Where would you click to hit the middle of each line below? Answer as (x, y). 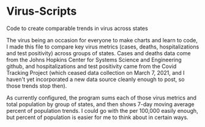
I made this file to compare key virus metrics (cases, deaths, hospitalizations (103, 47)
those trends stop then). (37, 86)
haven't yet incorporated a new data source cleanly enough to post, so (95, 79)
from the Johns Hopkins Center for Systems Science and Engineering (94, 60)
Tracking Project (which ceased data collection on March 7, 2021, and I (95, 72)
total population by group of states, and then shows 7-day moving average (100, 104)
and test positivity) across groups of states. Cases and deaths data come (99, 53)
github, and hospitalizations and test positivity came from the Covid (91, 66)
